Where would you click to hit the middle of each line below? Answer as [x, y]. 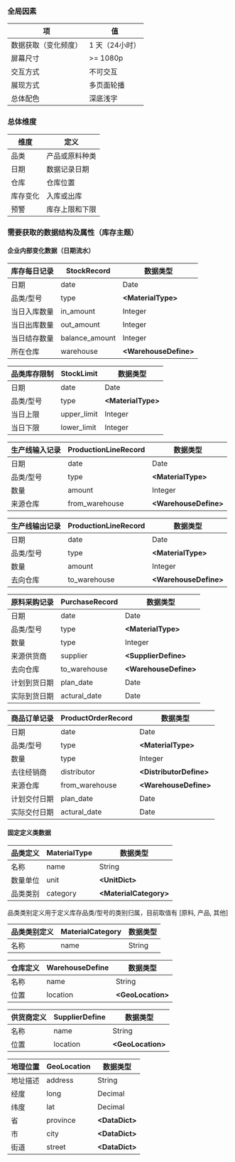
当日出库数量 [33, 325]
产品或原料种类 [72, 156]
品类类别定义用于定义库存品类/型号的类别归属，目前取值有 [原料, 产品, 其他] [118, 912]
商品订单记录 [33, 718]
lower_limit [79, 427]
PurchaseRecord [89, 602]
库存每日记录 [33, 271]
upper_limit [79, 414]
